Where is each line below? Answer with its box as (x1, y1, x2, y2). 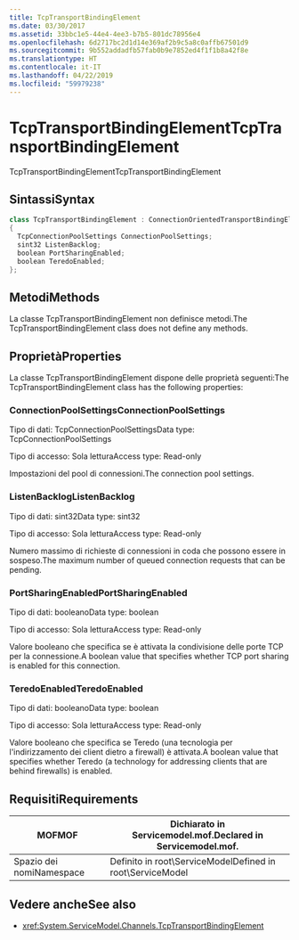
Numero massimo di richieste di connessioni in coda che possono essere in (9, 545, 287, 556)
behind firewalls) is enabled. (9, 765, 113, 776)
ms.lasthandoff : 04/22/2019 (9, 71, 114, 80)
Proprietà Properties (9, 348, 122, 364)
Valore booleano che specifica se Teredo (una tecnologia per (9, 737, 233, 748)
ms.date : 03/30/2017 (9, 21, 86, 30)
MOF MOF (36, 830, 78, 842)
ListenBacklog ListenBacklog (9, 491, 135, 503)
